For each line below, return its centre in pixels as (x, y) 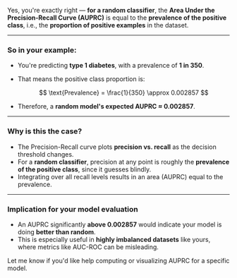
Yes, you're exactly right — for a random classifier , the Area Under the (111, 10)
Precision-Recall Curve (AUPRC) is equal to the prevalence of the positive (117, 18)
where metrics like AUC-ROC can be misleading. (88, 247)
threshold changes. (45, 154)
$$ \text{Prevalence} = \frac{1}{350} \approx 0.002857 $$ (124, 93)
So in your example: (42, 50)
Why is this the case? (45, 131)
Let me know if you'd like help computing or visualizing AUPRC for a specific (119, 260)
